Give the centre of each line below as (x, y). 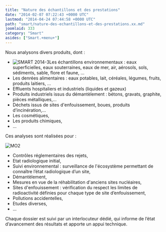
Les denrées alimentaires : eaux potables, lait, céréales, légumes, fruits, (87, 78)
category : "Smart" (24, 33)
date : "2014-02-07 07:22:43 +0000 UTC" (47, 15)
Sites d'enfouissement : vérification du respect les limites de (75, 187)
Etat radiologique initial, (37, 161)
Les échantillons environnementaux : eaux (93, 62)
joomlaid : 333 (20, 29)
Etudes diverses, (30, 203)
